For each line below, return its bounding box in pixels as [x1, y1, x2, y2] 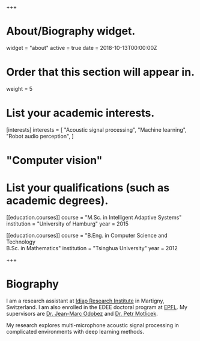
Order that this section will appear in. [6, 66, 195, 79]
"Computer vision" [6, 154, 103, 167]
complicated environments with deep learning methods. [6, 328, 145, 335]
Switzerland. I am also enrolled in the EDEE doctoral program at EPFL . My [6, 303, 188, 310]
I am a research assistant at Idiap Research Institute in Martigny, [6, 297, 165, 304]
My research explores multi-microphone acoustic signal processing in [6, 321, 179, 328]
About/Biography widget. [6, 25, 136, 38]
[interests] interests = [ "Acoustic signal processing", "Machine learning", [6, 126, 187, 133]
